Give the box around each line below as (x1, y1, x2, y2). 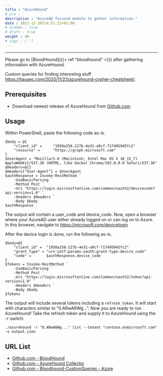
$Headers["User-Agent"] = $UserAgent (5, 169, 81, 174)
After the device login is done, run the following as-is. (5, 231, 112, 237)
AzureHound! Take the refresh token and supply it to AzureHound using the (5, 311, 156, 316)
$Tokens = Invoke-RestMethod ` (5, 262, 68, 267)
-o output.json (5, 329, 36, 334)
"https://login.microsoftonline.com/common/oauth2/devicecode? (24, 186, 155, 191)
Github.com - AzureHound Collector (12, 360, 84, 366)
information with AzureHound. (5, 62, 65, 67)
